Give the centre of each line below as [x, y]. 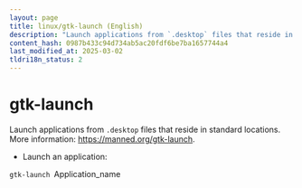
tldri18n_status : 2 [46, 60]
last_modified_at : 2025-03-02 [66, 52]
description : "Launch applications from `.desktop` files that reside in [151, 34]
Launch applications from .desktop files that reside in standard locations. [145, 129]
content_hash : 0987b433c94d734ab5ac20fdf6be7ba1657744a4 [119, 43]
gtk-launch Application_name [65, 174]
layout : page [34, 18]
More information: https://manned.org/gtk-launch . [103, 139]
